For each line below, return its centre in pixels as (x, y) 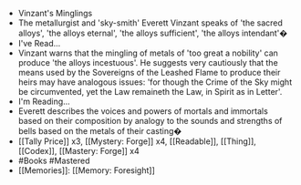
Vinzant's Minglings (55, 13)
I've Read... (39, 43)
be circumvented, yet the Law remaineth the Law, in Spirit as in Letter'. (150, 92)
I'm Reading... (44, 101)
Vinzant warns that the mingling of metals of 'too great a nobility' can (148, 53)
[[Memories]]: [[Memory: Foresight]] (86, 170)
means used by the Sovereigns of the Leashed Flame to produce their (149, 72)
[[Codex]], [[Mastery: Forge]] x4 (78, 151)
